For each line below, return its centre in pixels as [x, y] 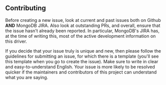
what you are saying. [27, 77]
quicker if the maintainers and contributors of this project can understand [81, 72]
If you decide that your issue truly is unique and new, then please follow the [83, 51]
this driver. [16, 41]
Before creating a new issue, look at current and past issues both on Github [83, 20]
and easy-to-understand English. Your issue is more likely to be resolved [80, 67]
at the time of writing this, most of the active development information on [80, 36]
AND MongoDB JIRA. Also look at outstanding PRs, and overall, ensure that [83, 25]
